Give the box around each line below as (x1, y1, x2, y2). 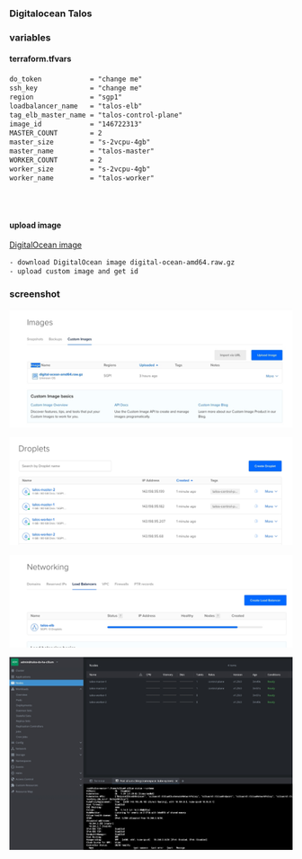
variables (9, 31, 51, 43)
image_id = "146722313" (9, 120, 143, 129)
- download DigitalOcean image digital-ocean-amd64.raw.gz (9, 258, 235, 267)
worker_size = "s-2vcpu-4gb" (9, 165, 151, 174)
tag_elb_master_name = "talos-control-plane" (9, 111, 182, 120)
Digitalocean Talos (9, 7, 93, 20)
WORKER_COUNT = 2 (9, 156, 102, 165)
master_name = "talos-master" (9, 147, 155, 156)
